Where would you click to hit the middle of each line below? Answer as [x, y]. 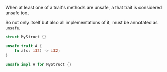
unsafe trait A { [24, 46]
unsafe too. [17, 13]
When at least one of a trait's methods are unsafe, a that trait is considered [84, 7]
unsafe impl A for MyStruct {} [38, 64]
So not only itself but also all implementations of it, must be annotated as [81, 22]
